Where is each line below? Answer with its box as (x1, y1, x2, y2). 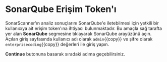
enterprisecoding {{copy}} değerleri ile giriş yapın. (5, 41, 109, 47)
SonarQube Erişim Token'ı (5, 3, 117, 15)
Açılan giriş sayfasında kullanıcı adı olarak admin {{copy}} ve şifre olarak (5, 36, 153, 42)
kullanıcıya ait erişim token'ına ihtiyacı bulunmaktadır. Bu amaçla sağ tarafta (5, 25, 162, 31)
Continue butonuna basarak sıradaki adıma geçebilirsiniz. (5, 51, 125, 57)
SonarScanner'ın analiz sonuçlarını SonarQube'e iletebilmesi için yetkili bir (5, 20, 159, 26)
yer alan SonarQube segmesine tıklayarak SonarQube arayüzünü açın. (5, 30, 152, 36)
